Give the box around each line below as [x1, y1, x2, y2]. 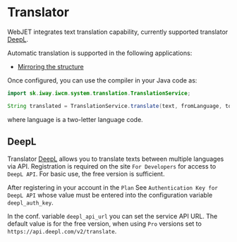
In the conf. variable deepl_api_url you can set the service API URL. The [7, 212, 218, 220]
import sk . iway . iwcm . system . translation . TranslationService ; [7, 90, 191, 97]
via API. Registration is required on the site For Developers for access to [7, 162, 217, 170]
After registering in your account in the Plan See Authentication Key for [7, 183, 219, 191]
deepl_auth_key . [7, 198, 54, 207]
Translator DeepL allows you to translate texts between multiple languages [7, 155, 224, 163]
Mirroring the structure [17, 62, 84, 71]
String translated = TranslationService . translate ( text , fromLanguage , [7, 102, 222, 109]
